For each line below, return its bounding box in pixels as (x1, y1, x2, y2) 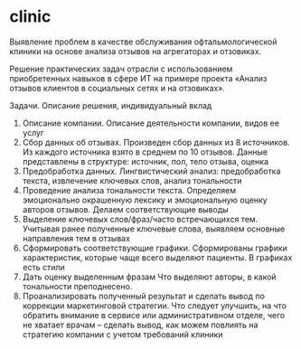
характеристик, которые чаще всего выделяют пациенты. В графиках (22, 251, 293, 263)
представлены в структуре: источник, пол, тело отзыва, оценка (22, 156, 269, 166)
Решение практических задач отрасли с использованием (9, 63, 233, 74)
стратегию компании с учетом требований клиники (22, 328, 223, 340)
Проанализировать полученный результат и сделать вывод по (22, 290, 265, 301)
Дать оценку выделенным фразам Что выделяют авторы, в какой (22, 271, 277, 282)
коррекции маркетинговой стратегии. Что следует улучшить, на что (22, 300, 287, 311)
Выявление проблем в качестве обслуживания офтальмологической (9, 36, 277, 47)
